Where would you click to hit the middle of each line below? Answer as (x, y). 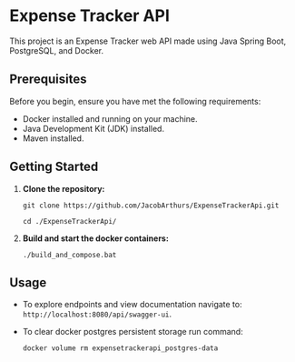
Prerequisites (48, 80)
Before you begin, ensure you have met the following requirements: (135, 101)
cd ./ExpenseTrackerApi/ (69, 221)
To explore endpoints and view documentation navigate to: (132, 305)
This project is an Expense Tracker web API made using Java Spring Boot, (148, 41)
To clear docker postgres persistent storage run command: (133, 332)
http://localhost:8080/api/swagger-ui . (97, 314)
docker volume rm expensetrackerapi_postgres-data (120, 348)
